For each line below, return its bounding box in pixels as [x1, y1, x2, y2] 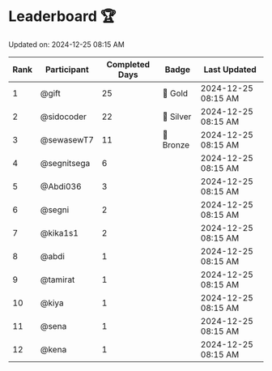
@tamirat [40, 274, 75, 285]
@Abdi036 [40, 181, 83, 192]
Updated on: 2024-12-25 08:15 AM [8, 39, 125, 49]
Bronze [162, 139, 190, 151]
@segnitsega [40, 157, 91, 168]
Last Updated [203, 63, 257, 75]
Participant [45, 63, 89, 75]
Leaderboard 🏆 [8, 7, 117, 26]
